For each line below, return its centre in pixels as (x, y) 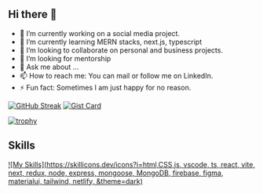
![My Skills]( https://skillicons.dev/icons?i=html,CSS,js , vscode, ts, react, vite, (131, 164)
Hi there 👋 (33, 15)
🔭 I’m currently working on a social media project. (100, 33)
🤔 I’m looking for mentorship (65, 58)
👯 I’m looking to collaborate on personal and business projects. (121, 50)
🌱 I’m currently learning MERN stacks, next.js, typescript (111, 42)
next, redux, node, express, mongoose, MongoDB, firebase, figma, (116, 173)
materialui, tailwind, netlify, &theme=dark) (76, 181)
